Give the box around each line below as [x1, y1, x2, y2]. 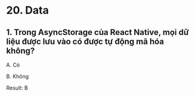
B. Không [6, 73, 29, 80]
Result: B [6, 84, 28, 91]
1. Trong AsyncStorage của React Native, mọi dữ [6, 27, 189, 37]
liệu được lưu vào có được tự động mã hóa [6, 36, 165, 46]
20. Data [6, 4, 49, 17]
